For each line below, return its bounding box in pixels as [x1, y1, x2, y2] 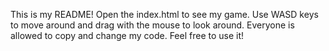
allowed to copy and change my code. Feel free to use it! [10, 30, 245, 41]
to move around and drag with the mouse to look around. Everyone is [10, 19, 295, 31]
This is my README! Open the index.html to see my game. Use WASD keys [10, 9, 319, 20]
